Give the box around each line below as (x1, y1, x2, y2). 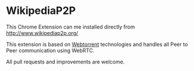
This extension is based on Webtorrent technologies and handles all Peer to (6, 41, 188, 48)
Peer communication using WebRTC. (6, 47, 95, 54)
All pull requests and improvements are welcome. (6, 58, 125, 65)
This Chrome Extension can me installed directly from (6, 23, 136, 30)
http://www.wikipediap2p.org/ (6, 29, 78, 36)
